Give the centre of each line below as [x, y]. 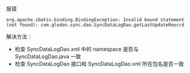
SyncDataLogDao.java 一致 [48, 57]
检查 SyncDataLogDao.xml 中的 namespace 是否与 [77, 49]
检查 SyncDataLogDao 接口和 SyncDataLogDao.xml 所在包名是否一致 [99, 64]
